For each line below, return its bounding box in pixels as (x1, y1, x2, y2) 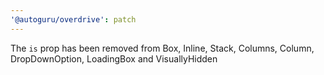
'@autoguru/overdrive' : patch (10, 14, 137, 25)
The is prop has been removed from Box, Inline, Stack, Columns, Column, (10, 42, 315, 54)
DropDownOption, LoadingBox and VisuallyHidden (10, 52, 218, 65)
